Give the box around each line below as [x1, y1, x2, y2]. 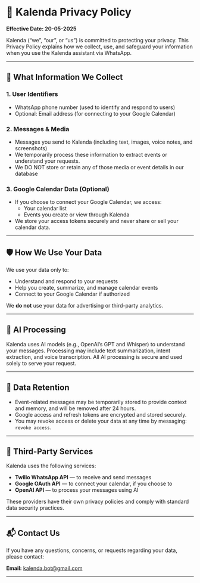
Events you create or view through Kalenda [23, 211, 130, 218]
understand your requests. [14, 157, 80, 165]
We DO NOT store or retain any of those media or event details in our [14, 163, 184, 170]
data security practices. [6, 504, 64, 511]
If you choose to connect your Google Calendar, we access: [14, 199, 162, 206]
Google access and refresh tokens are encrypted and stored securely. [14, 411, 187, 418]
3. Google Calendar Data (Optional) [6, 185, 110, 193]
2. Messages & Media [6, 125, 70, 133]
